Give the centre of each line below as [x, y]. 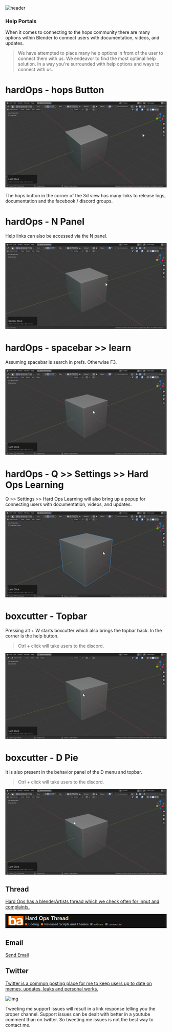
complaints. [18, 907]
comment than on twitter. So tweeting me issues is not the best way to [79, 1019]
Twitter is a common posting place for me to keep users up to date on [79, 983]
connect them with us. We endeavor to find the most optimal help [87, 58]
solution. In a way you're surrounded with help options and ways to [89, 64]
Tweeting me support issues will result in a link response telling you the [80, 1008]
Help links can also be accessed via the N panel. [56, 236]
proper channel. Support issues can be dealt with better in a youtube [78, 1014]
